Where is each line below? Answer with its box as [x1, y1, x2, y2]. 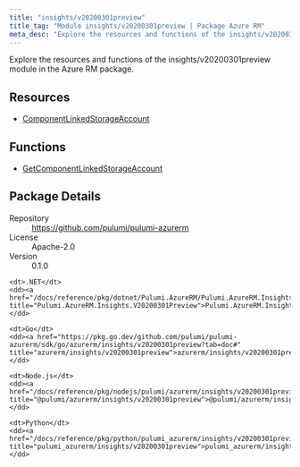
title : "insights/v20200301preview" [9, 13, 146, 22]
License [9, 232, 38, 242]
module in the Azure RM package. [9, 64, 134, 74]
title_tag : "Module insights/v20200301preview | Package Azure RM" [9, 21, 266, 30]
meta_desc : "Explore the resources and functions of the [9, 30, 226, 38]
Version [9, 250, 37, 261]
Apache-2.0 [31, 241, 76, 251]
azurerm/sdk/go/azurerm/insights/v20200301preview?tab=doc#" [9, 340, 242, 349]
